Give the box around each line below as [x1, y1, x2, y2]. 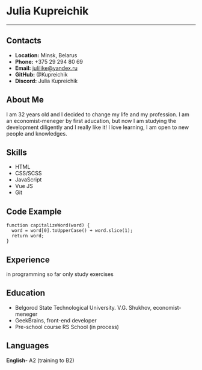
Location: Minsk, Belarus [14, 51, 78, 58]
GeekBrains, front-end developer [14, 316, 97, 324]
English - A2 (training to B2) [6, 357, 75, 364]
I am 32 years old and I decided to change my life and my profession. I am [6, 110, 189, 118]
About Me [6, 95, 44, 105]
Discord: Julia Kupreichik [14, 77, 78, 84]
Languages [6, 340, 49, 351]
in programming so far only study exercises [6, 271, 114, 278]
